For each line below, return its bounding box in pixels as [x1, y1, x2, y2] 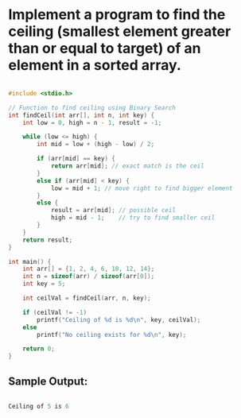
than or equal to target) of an [8, 40, 201, 57]
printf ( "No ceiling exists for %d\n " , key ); [37, 331, 187, 339]
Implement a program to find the [8, 6, 226, 24]
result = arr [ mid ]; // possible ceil [50, 207, 177, 215]
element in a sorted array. [8, 56, 181, 75]
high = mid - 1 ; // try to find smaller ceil [50, 214, 216, 222]
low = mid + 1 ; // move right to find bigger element [50, 184, 233, 192]
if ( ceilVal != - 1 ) [22, 308, 87, 316]
